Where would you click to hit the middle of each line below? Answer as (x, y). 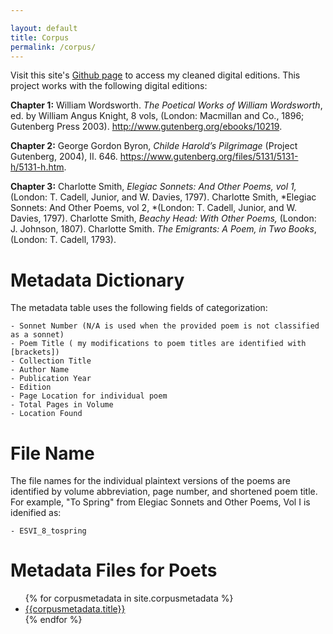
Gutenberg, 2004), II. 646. (64, 157)
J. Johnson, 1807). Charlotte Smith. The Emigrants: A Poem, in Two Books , (163, 229)
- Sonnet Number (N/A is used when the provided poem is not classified (165, 326)
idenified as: (36, 513)
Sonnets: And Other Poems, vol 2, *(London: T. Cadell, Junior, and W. (153, 208)
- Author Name (40, 370)
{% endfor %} (53, 620)
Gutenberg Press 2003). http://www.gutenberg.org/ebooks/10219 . (146, 127)
